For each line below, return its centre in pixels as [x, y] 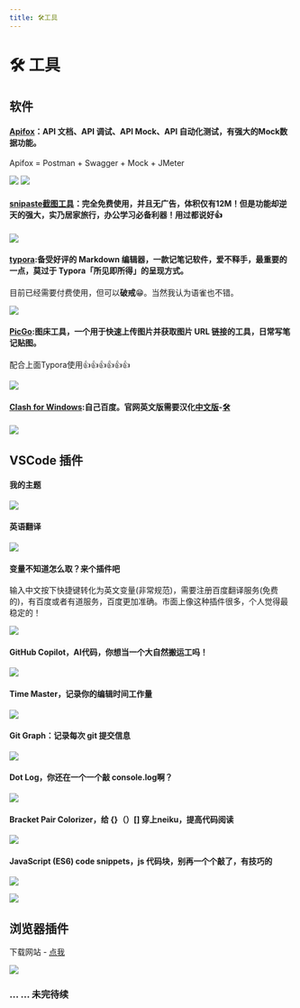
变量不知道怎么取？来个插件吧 [64, 568]
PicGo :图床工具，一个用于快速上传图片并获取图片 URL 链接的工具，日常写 [146, 332]
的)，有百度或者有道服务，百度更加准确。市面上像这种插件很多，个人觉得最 [149, 601]
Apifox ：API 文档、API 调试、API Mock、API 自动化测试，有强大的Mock [145, 131]
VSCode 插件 [46, 460]
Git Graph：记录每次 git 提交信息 [70, 736]
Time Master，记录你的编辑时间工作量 [81, 694]
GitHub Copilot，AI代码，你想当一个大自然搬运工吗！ [109, 652]
